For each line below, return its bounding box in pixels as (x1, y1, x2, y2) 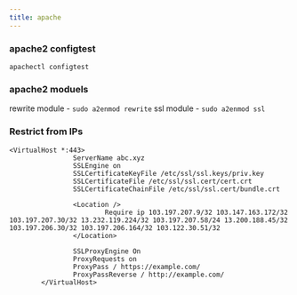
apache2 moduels (9, 83, 89, 95)
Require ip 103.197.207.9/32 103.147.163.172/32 (104, 208, 289, 217)
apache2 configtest (9, 42, 96, 54)
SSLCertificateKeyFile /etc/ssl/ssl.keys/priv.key (72, 169, 265, 178)
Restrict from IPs (9, 125, 84, 138)
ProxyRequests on (72, 254, 138, 263)
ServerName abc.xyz (72, 153, 145, 163)
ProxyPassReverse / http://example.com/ (72, 270, 225, 279)
